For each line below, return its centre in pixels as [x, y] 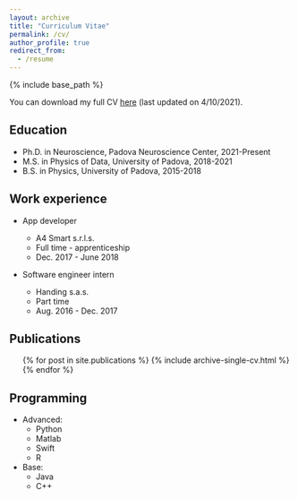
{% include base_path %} [56, 85]
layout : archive [39, 17]
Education [38, 130]
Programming [48, 398]
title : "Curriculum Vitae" [60, 26]
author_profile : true [50, 43]
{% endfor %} [48, 370]
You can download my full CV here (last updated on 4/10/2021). [126, 102]
